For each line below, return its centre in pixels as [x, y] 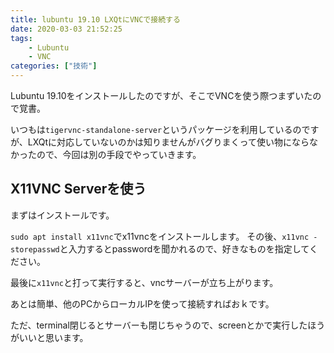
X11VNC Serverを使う [78, 189]
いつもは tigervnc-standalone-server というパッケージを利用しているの [156, 129]
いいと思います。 [53, 337]
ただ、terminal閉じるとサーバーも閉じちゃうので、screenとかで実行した [159, 325]
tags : [21, 38]
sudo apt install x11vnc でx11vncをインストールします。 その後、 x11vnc [160, 236]
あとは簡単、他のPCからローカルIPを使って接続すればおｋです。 [142, 303]
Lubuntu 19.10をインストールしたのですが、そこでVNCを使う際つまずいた [161, 95]
